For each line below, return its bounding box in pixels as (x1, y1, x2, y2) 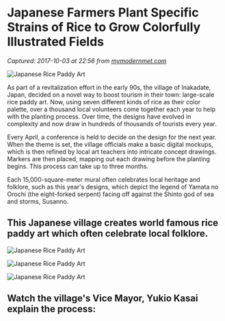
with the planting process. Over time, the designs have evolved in (7, 112, 191, 121)
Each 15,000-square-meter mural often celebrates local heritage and (7, 175, 200, 183)
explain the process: (7, 303, 96, 315)
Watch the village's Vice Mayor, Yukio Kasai (7, 293, 198, 305)
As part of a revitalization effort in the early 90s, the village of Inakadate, (7, 83, 211, 91)
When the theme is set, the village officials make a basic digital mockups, (7, 140, 213, 148)
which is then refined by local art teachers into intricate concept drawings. (7, 147, 217, 156)
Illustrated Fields (7, 34, 105, 49)
